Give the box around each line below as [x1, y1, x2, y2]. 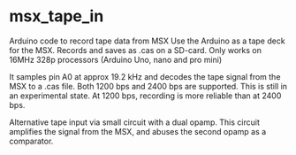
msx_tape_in [9, 6, 104, 27]
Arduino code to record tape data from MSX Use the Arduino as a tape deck [9, 35, 285, 46]
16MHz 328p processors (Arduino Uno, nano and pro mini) [9, 54, 223, 65]
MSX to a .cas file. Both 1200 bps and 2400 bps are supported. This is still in [9, 81, 288, 91]
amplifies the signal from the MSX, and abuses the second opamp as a [9, 126, 267, 136]
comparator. [9, 136, 54, 146]
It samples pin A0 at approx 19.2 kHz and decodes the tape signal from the [9, 71, 281, 81]
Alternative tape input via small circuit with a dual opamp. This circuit [9, 117, 261, 128]
